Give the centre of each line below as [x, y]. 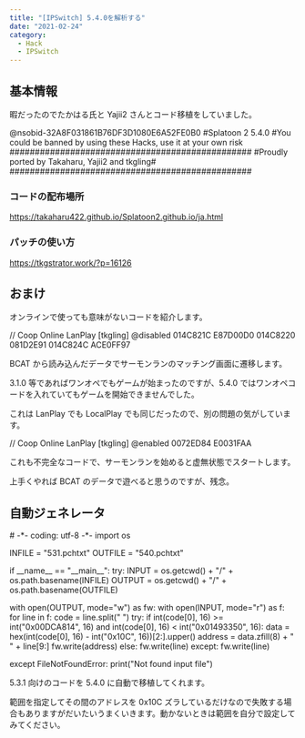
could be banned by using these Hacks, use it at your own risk [127, 142]
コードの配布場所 [47, 197]
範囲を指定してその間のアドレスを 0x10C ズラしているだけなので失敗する [147, 703]
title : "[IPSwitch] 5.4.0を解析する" [77, 18]
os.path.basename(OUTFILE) [64, 590]
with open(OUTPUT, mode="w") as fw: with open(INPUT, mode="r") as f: [147, 608]
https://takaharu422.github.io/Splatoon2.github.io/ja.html [117, 217]
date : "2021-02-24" [46, 26]
